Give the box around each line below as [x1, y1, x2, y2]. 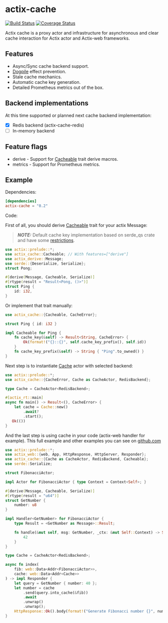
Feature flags [5, 143, 47, 151]
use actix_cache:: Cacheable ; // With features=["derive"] [5, 252, 128, 257]
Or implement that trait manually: [5, 302, 73, 308]
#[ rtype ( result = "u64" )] [5, 493, 59, 498]
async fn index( [5, 562, 39, 567]
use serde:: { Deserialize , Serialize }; [5, 261, 86, 266]
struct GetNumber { [5, 498, 46, 503]
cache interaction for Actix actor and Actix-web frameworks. [5, 35, 130, 41]
